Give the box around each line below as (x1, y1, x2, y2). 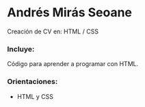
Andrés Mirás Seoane (7, 5, 132, 20)
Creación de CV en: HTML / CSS (7, 27, 99, 35)
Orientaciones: (7, 77, 58, 87)
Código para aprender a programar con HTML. (7, 60, 139, 68)
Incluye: (7, 44, 35, 54)
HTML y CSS (16, 92, 53, 100)
